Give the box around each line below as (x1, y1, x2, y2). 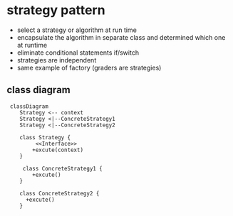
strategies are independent (16, 55, 97, 64)
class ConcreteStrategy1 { (22, 165, 103, 172)
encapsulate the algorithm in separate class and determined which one (16, 33, 226, 41)
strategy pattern (6, 2, 105, 18)
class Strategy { (19, 134, 71, 141)
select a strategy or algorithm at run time (16, 26, 137, 34)
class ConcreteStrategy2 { (19, 190, 100, 197)
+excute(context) (32, 146, 83, 153)
